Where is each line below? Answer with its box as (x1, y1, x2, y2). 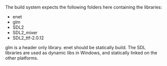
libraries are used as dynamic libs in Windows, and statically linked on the (5, 50, 157, 56)
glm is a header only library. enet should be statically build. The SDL (5, 45, 146, 50)
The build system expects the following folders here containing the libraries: (5, 4, 162, 10)
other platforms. (5, 55, 39, 61)
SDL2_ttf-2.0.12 (12, 35, 44, 41)
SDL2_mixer (12, 30, 38, 35)
